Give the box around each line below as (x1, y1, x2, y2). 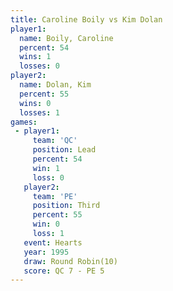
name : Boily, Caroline (19, 33, 114, 43)
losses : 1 (19, 107, 60, 118)
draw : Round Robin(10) (23, 256, 118, 266)
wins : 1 (19, 52, 52, 62)
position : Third (32, 201, 101, 211)
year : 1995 (23, 247, 70, 257)
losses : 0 (19, 61, 60, 71)
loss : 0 (32, 172, 65, 183)
